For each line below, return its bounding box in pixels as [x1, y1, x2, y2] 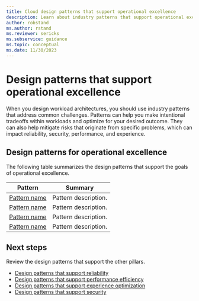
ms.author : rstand [6, 25, 52, 31]
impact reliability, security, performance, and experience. [6, 130, 146, 137]
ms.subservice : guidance [6, 36, 68, 42]
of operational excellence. [6, 169, 70, 177]
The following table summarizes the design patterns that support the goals [6, 163, 188, 170]
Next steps [6, 242, 47, 252]
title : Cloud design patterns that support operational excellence [6, 8, 176, 15]
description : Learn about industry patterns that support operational [6, 14, 184, 20]
